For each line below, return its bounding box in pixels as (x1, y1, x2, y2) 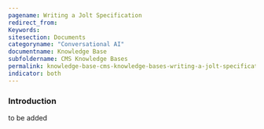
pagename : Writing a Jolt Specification (8, 11, 143, 20)
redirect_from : (8, 19, 58, 27)
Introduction (8, 95, 57, 106)
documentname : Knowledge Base (8, 48, 108, 56)
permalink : (8, 63, 44, 70)
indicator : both (8, 70, 61, 77)
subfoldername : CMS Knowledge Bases (8, 56, 128, 63)
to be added (8, 113, 48, 122)
